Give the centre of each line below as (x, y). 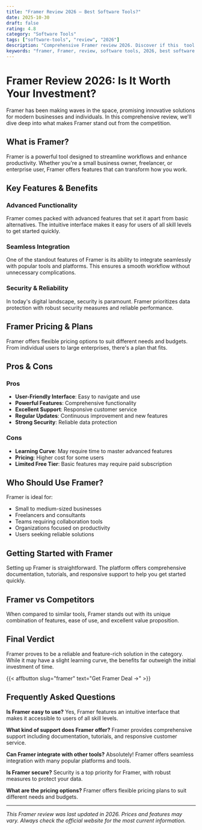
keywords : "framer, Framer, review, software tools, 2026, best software (101, 51)
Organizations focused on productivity (63, 528)
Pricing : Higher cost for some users (59, 457)
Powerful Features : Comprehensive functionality (75, 403)
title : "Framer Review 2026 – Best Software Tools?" (74, 12)
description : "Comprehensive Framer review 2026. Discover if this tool (101, 46)
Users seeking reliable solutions (54, 534)
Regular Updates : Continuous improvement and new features (91, 416)
